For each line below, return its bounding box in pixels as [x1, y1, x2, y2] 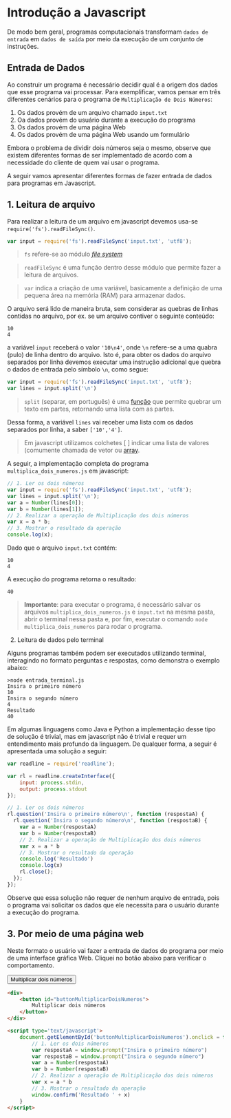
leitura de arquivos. [23, 270, 79, 279]
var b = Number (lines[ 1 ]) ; [7, 506, 85, 513]
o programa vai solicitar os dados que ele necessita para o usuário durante [7, 901, 219, 909]
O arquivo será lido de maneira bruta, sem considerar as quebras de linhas [7, 305, 219, 313]
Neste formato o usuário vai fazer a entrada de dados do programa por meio [7, 946, 223, 954]
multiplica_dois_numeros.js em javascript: [7, 466, 129, 475]
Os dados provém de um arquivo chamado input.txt [16, 108, 168, 116]
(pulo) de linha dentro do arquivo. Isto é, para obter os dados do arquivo [7, 351, 212, 359]
